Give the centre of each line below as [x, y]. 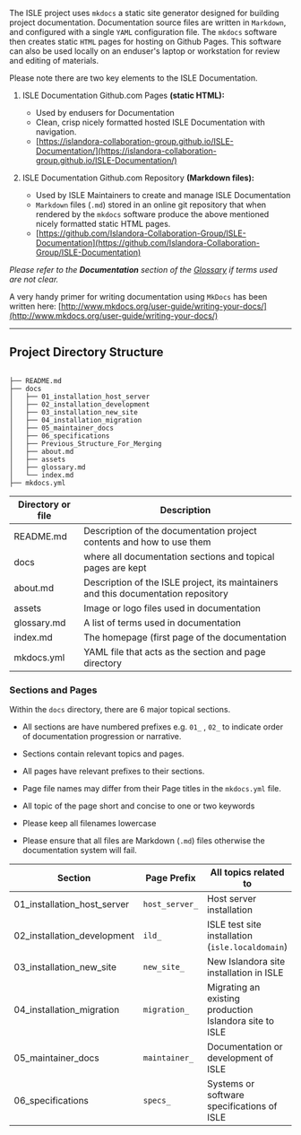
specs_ [157, 1101]
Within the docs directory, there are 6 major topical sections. [120, 710]
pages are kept [115, 567]
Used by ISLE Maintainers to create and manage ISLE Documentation [163, 195]
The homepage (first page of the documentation [185, 637]
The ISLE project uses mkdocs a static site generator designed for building [144, 13]
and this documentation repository [156, 593]
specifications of [242, 1106]
